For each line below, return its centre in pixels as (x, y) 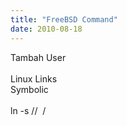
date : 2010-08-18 (46, 29)
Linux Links (34, 78)
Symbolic (29, 89)
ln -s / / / (28, 110)
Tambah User (38, 57)
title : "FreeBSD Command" (64, 19)
